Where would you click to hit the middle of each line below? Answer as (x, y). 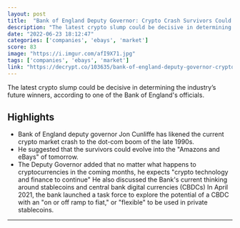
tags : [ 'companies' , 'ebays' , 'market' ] (69, 61)
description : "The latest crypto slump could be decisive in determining (120, 27)
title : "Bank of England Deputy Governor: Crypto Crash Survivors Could (120, 21)
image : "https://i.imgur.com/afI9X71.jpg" (71, 54)
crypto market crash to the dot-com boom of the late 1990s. (106, 142)
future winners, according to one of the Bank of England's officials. (106, 95)
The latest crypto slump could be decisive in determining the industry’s (112, 87)
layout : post (27, 14)
